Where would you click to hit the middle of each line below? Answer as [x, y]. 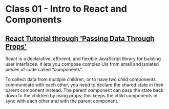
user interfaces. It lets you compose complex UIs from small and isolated [82, 64]
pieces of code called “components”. [44, 70]
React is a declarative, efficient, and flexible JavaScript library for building [83, 59]
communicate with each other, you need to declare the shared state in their [84, 85]
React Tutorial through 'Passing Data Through [80, 38]
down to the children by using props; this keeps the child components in [81, 96]
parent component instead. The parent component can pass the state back [84, 90]
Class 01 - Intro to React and [66, 9]
